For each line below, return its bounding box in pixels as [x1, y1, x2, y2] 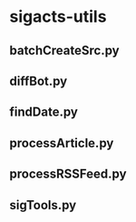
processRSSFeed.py [9, 166, 127, 182]
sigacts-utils [9, 6, 107, 27]
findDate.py [9, 105, 79, 120]
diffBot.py [9, 73, 68, 88]
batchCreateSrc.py [9, 43, 120, 58]
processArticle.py [9, 135, 114, 151]
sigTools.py [9, 197, 77, 213]
